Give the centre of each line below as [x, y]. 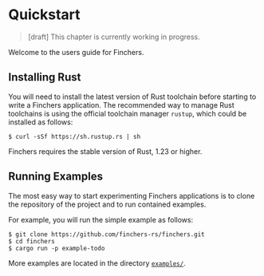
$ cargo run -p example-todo [57, 248]
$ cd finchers [32, 241]
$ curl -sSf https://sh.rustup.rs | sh [75, 136]
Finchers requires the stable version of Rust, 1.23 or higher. [105, 151]
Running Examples [56, 177]
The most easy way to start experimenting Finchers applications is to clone [132, 195]
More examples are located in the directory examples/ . [97, 263]
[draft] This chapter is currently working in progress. [114, 37]
